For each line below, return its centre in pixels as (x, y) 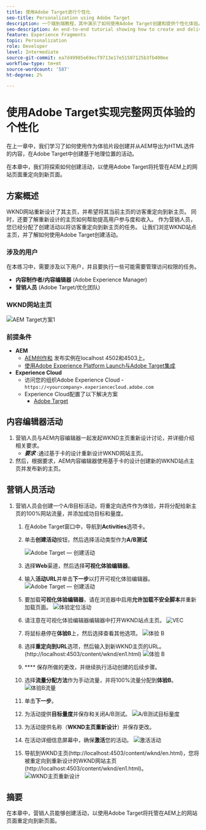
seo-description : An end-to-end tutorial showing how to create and (96, 29)
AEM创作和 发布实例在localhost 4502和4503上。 (86, 358)
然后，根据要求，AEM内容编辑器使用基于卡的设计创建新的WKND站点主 (105, 461)
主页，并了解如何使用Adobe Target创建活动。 (64, 235)
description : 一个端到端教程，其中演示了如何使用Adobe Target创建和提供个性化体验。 (105, 23)
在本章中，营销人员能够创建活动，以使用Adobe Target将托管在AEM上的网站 (102, 813)
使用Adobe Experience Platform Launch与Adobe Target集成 (100, 366)
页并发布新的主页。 (40, 468)
